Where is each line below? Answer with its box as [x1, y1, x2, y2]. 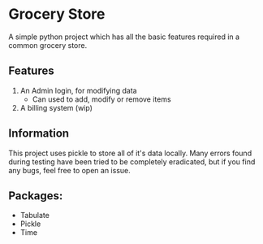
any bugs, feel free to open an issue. [8, 165, 131, 175]
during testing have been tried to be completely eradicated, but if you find [8, 156, 256, 167]
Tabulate [19, 211, 50, 220]
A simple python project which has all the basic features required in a [8, 32, 240, 41]
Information [8, 127, 70, 141]
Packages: [8, 189, 63, 203]
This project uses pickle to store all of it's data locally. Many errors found [8, 148, 252, 158]
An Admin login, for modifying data [19, 85, 137, 95]
